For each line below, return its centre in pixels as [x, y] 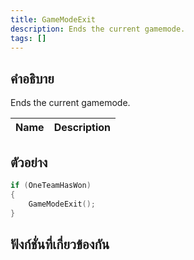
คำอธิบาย [32, 78]
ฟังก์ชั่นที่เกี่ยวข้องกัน [60, 244]
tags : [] [28, 38]
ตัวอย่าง [29, 162]
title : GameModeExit [53, 19]
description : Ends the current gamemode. [98, 29]
